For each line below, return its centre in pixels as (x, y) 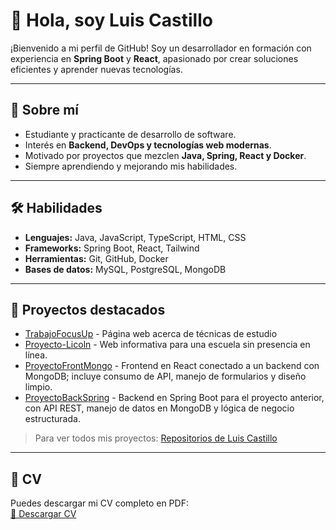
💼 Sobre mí (44, 110)
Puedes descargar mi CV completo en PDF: (99, 503)
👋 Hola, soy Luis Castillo (111, 20)
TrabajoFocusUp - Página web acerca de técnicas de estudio (151, 334)
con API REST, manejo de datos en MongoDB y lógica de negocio (159, 408)
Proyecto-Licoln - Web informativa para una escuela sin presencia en (167, 345)
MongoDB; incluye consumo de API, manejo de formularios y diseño (165, 376)
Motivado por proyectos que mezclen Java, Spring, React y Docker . (165, 155)
